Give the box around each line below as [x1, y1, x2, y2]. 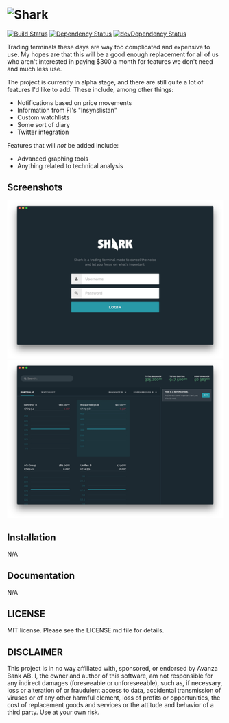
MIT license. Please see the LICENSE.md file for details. [7, 626, 165, 634]
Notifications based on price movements [16, 98, 132, 106]
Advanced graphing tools [16, 154, 89, 163]
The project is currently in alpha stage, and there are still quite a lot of [7, 78, 204, 86]
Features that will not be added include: [7, 141, 119, 149]
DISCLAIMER [7, 646, 63, 658]
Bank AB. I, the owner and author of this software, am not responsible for [7, 672, 214, 680]
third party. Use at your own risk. [7, 708, 100, 717]
